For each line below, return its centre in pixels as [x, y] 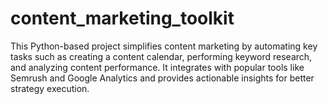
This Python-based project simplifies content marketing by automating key [164, 46]
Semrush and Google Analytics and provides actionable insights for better [162, 78]
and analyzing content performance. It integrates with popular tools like [157, 67]
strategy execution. [50, 88]
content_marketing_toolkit [122, 18]
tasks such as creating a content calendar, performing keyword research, [161, 56]
